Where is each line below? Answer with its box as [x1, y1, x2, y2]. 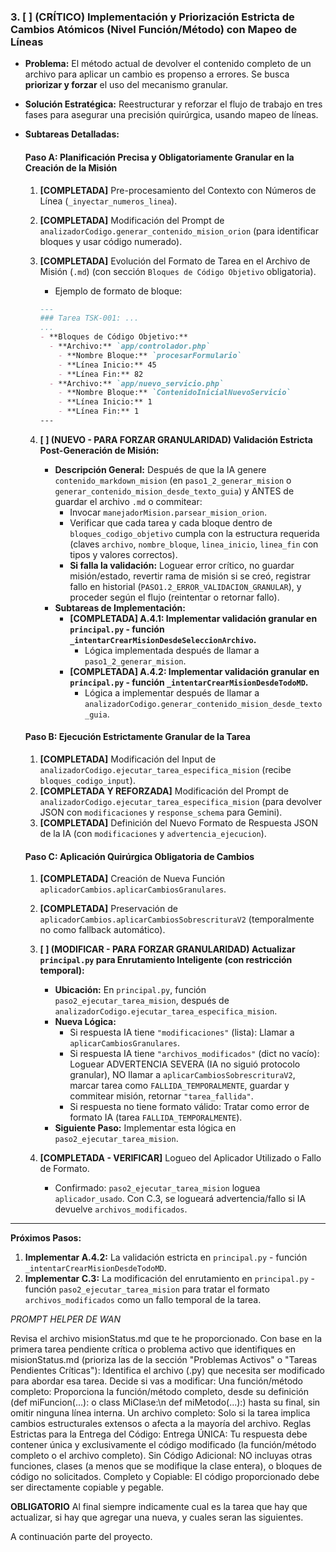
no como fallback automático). [39, 924, 166, 936]
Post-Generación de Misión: [39, 444, 160, 456]
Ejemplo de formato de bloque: [54, 285, 183, 297]
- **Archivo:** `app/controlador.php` [48, 341, 211, 351]
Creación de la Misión [24, 161, 118, 174]
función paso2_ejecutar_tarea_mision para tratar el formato [24, 1283, 270, 1295]
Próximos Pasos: [10, 1232, 82, 1244]
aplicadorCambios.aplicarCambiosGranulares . [39, 883, 227, 895]
